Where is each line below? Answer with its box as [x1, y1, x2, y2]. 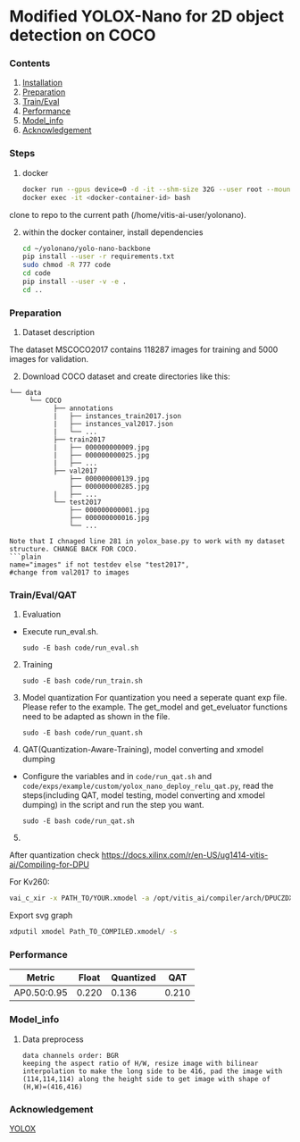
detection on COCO [9, 25, 156, 46]
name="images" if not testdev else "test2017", [9, 560, 190, 569]
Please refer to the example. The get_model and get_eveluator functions [21, 701, 288, 712]
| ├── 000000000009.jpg [53, 443, 150, 452]
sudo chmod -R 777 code [21, 261, 112, 270]
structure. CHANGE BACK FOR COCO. [9, 545, 138, 554]
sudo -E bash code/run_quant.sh [21, 728, 143, 738]
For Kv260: [9, 877, 51, 887]
